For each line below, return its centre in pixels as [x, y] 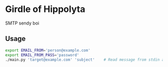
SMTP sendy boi [22, 23]
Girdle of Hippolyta [45, 9]
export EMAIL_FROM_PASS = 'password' [42, 55]
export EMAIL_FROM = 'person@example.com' [48, 50]
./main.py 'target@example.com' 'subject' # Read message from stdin [82, 59]
